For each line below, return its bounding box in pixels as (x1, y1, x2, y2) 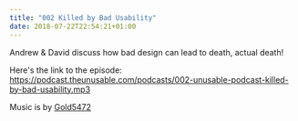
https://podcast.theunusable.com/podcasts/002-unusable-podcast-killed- (9, 74, 289, 85)
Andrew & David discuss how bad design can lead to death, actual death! (9, 46, 284, 57)
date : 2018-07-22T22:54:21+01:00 (9, 22, 137, 31)
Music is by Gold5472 (9, 101, 92, 112)
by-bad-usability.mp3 (9, 84, 91, 95)
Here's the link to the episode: (9, 65, 123, 76)
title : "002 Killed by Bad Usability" (9, 13, 157, 23)
